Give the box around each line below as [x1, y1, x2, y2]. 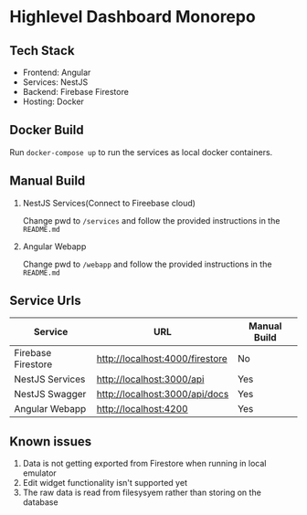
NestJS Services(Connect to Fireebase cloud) [22, 197, 196, 208]
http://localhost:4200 [96, 403, 189, 415]
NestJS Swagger [14, 388, 87, 401]
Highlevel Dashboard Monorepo [9, 6, 256, 27]
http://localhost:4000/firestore [96, 352, 228, 365]
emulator [22, 468, 57, 478]
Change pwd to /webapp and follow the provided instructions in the [22, 258, 272, 269]
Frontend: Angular [22, 67, 91, 78]
